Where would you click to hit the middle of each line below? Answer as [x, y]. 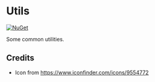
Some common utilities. [35, 39]
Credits [20, 58]
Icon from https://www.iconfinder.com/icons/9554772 [82, 72]
